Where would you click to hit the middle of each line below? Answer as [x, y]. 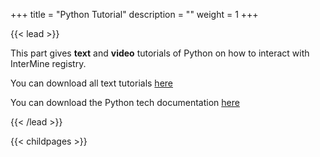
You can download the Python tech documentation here [125, 102]
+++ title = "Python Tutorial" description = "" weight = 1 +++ [134, 14]
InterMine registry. [48, 63]
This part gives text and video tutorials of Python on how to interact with [160, 53]
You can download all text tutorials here [91, 83]
